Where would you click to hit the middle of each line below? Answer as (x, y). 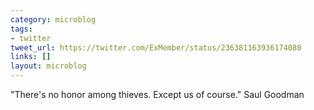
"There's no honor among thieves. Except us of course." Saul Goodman (157, 94)
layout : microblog (48, 66)
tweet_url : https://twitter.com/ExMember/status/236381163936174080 (156, 47)
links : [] (31, 57)
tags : (21, 29)
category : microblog (53, 19)
